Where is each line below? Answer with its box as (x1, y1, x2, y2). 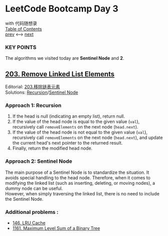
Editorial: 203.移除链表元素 (5, 84, 60, 90)
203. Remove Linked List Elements (5, 70, 115, 78)
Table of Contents (5, 26, 42, 32)
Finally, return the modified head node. (12, 145, 92, 151)
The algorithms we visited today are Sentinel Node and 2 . (5, 55, 124, 61)
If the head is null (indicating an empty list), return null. (12, 113, 125, 120)
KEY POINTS (5, 44, 36, 51)
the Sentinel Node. (5, 196, 43, 202)
